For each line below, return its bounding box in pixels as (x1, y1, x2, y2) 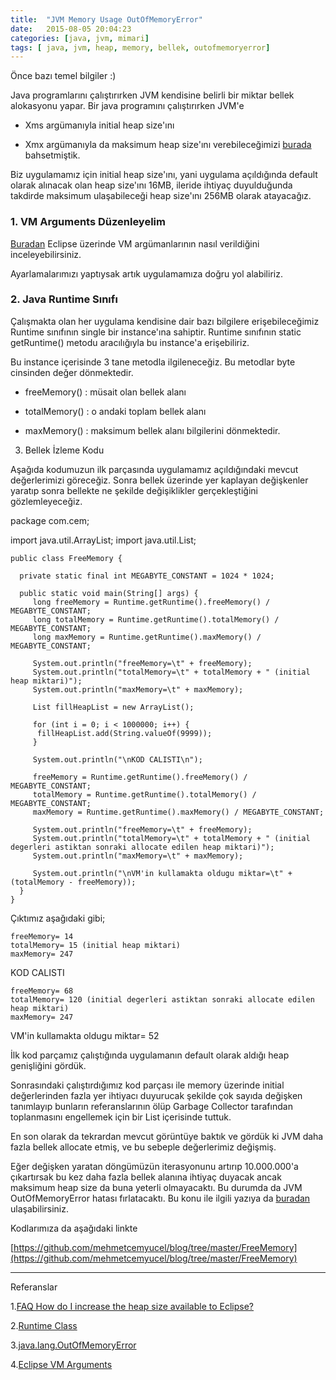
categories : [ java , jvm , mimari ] (10, 33, 150, 43)
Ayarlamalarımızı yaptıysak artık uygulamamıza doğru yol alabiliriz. (10, 267, 283, 280)
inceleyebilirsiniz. (10, 248, 82, 260)
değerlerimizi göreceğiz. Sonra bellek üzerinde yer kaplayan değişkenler (10, 474, 309, 486)
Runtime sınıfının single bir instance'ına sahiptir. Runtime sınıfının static (10, 326, 302, 338)
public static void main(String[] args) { (19, 588, 199, 598)
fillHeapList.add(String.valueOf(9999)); (36, 728, 213, 738)
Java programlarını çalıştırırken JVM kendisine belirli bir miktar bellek (10, 89, 295, 101)
